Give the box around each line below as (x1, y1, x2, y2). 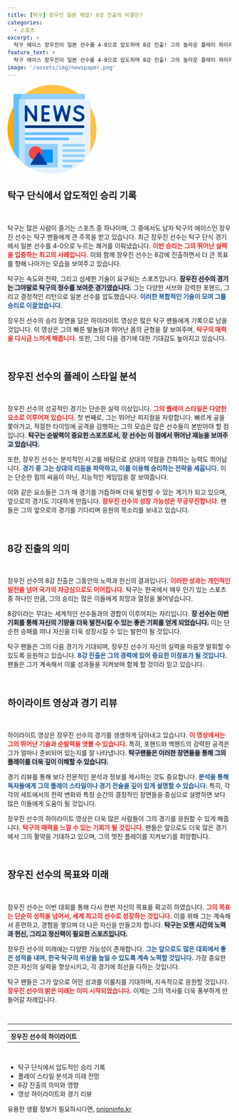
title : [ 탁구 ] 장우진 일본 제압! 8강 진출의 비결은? (7, 11, 143, 19)
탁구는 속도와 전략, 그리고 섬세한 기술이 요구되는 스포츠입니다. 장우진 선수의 (7, 274, 216, 282)
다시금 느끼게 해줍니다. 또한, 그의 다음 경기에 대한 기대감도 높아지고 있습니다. (14, 334, 227, 342)
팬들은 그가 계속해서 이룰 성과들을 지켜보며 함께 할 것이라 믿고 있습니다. (7, 660, 205, 669)
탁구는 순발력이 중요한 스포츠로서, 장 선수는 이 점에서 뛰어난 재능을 (28, 431, 210, 440)
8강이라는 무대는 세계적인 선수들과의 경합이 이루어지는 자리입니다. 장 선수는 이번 (7, 609, 229, 618)
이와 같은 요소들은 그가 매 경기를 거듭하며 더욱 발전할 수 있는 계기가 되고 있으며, (7, 488, 228, 497)
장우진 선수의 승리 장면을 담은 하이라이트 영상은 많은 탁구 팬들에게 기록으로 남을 (7, 316, 228, 324)
